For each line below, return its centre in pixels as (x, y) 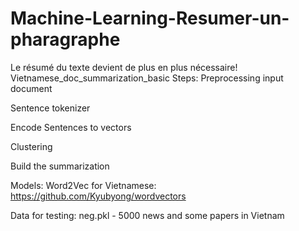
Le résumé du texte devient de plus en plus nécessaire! (124, 67)
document (31, 88)
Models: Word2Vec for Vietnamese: (83, 185)
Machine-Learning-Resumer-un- (150, 18)
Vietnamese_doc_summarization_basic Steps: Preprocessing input (147, 78)
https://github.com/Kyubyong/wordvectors (98, 196)
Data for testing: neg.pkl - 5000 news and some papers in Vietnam (147, 215)
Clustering (31, 146)
